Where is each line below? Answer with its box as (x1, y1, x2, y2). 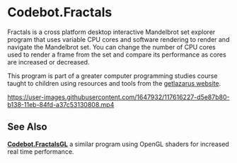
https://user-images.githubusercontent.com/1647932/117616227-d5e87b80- (7, 93, 230, 101)
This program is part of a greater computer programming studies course (7, 72, 218, 80)
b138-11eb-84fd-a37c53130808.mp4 (7, 100, 115, 108)
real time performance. (7, 147, 74, 156)
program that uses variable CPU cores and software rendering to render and (7, 35, 230, 43)
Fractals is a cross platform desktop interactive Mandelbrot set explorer (7, 28, 216, 36)
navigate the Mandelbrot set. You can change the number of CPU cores (7, 43, 216, 51)
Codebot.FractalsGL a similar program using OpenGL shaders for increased (7, 140, 230, 148)
